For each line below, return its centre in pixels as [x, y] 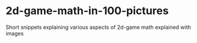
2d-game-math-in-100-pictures [87, 11]
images [15, 33]
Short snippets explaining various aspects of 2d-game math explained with [98, 27]
